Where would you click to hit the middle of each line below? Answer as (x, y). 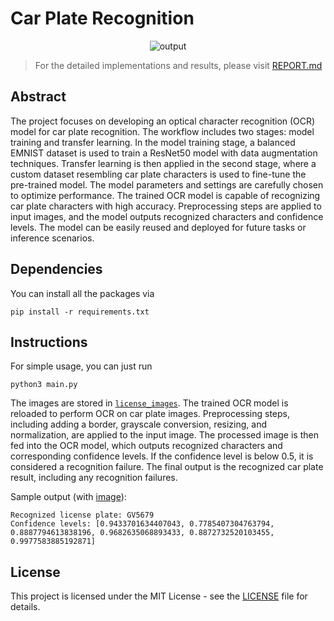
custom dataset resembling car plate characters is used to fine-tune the (158, 174)
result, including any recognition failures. (94, 478)
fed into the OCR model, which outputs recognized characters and (146, 446)
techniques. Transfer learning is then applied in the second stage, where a (163, 163)
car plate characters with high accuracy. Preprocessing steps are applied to (166, 206)
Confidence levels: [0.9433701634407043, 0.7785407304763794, (142, 524)
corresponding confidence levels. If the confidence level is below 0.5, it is (162, 456)
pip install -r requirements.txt (80, 312)
